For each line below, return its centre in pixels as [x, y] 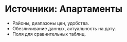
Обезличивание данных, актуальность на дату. [64, 28]
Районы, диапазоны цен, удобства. [51, 23]
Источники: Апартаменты [64, 9]
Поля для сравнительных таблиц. [49, 34]
